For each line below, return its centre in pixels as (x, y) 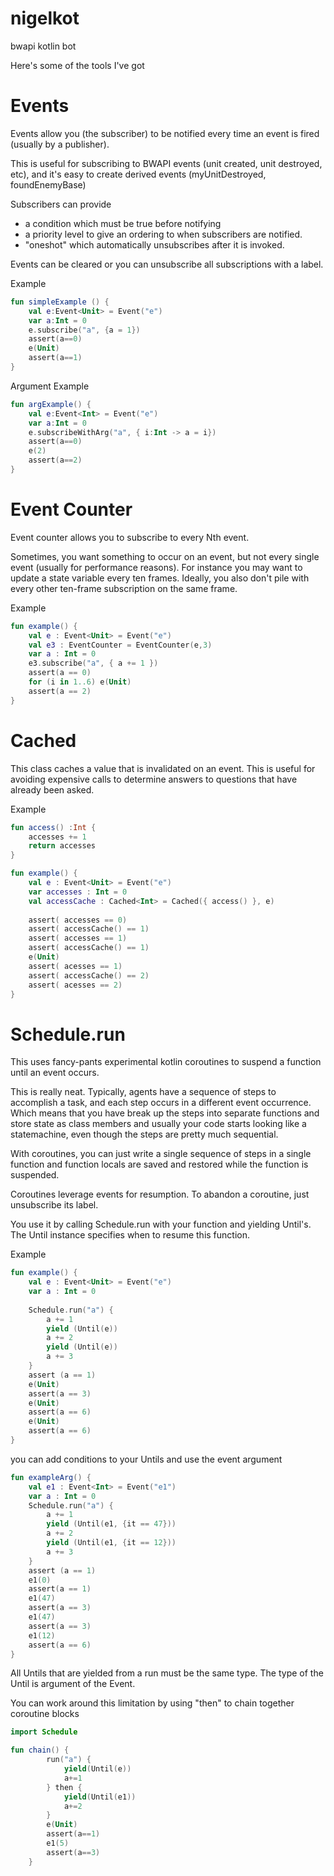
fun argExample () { (51, 404)
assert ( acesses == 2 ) (75, 985)
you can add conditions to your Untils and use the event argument (146, 1459)
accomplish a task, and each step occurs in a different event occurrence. (161, 1103)
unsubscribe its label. (54, 1205)
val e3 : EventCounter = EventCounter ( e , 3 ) (120, 645)
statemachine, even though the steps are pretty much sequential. (144, 1134)
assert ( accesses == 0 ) (78, 920)
